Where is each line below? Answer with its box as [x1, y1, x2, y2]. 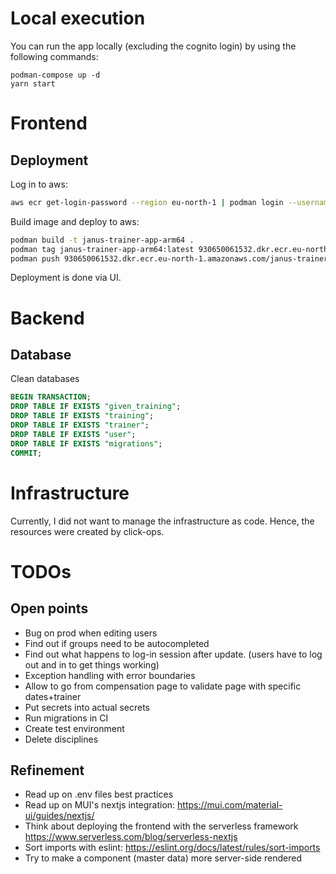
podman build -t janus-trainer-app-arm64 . [10, 235, 195, 245]
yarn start [10, 78, 56, 89]
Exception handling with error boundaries [24, 669, 196, 681]
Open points [10, 600, 89, 617]
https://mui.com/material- [177, 799, 283, 811]
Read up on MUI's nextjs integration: [24, 799, 176, 811]
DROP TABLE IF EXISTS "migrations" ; [10, 438, 163, 449]
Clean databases [10, 373, 80, 385]
